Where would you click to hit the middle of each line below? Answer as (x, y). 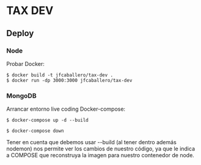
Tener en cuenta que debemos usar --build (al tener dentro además (92, 142)
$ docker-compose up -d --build (47, 120)
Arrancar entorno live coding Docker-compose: (66, 109)
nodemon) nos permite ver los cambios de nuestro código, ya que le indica (101, 149)
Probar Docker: (25, 64)
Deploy (20, 33)
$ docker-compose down (35, 131)
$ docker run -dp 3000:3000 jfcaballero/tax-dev (69, 80)
